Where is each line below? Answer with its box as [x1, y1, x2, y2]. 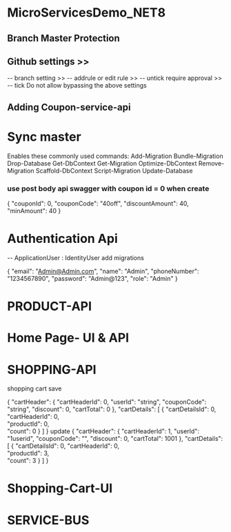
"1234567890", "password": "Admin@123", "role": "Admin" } [7, 274, 178, 282]
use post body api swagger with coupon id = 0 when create [7, 184, 210, 193]
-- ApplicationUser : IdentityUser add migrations [7, 253, 145, 262]
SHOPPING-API [7, 362, 97, 377]
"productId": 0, [7, 420, 50, 428]
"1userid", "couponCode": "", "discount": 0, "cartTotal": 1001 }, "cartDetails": [7, 435, 223, 443]
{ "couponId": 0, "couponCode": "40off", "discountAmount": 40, [7, 199, 190, 208]
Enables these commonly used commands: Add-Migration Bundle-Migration [7, 152, 223, 160]
